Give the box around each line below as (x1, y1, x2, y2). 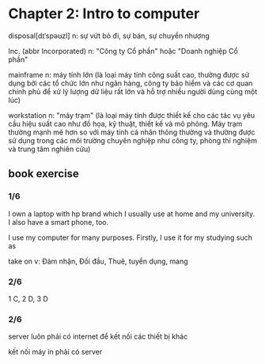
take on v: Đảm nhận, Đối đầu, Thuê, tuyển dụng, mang (8, 256, 188, 266)
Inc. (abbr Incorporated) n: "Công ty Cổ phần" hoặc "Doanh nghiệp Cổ (8, 46, 239, 55)
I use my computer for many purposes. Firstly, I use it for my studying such (8, 233, 253, 242)
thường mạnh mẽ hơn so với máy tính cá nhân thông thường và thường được (8, 127, 256, 137)
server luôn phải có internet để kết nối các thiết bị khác (8, 332, 188, 341)
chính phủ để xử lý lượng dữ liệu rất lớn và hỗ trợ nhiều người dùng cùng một (8, 86, 258, 96)
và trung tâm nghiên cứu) (8, 144, 91, 154)
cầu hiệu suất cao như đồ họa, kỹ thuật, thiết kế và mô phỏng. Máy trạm (8, 119, 243, 128)
